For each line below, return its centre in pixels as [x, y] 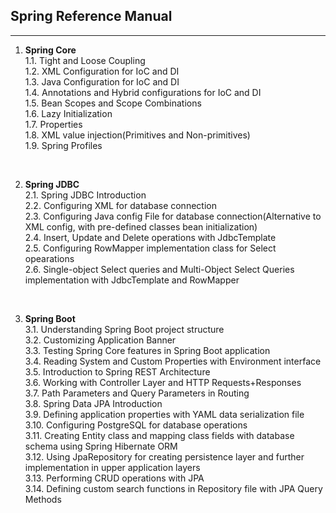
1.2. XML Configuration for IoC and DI [102, 71]
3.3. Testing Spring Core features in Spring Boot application [147, 350]
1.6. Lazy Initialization [68, 113]
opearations [49, 258]
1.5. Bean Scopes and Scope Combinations [113, 103]
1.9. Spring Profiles [63, 145]
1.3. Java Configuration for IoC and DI [102, 81]
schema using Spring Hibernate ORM [101, 446]
